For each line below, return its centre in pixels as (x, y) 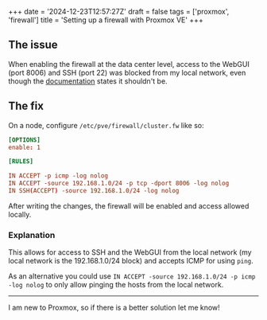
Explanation (32, 235)
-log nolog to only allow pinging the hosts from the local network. (116, 285)
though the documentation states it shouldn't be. (88, 81)
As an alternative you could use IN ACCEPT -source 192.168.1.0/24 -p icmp (132, 276)
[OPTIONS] (25, 140)
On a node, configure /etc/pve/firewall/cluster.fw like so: (106, 125)
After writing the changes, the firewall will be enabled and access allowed (129, 205)
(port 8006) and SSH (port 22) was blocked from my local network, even (127, 72)
